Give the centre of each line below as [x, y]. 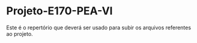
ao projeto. [20, 33]
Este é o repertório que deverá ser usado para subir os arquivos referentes [98, 27]
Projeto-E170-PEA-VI [59, 11]
